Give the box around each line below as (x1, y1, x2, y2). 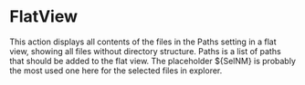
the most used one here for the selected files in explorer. (9, 65, 223, 76)
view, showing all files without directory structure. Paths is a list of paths (9, 45, 281, 56)
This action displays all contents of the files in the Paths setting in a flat (9, 36, 277, 47)
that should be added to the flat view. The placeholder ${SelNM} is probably (9, 55, 297, 66)
